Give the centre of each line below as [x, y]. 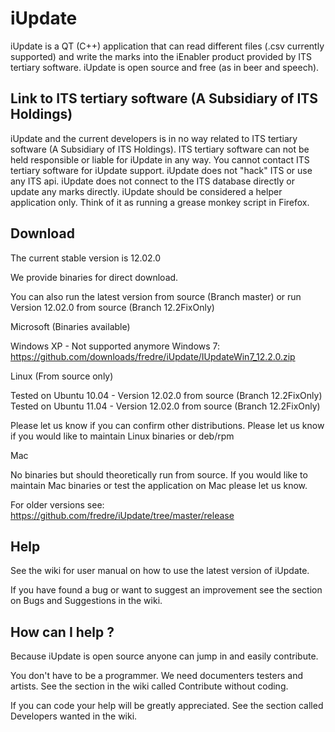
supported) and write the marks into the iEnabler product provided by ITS [161, 56]
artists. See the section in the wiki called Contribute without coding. [149, 686]
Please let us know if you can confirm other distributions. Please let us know [167, 425]
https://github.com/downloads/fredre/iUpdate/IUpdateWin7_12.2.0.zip [153, 356]
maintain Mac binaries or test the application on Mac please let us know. [159, 485]
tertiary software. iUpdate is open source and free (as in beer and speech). [165, 67]
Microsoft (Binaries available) [70, 326]
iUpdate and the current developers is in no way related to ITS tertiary [154, 138]
